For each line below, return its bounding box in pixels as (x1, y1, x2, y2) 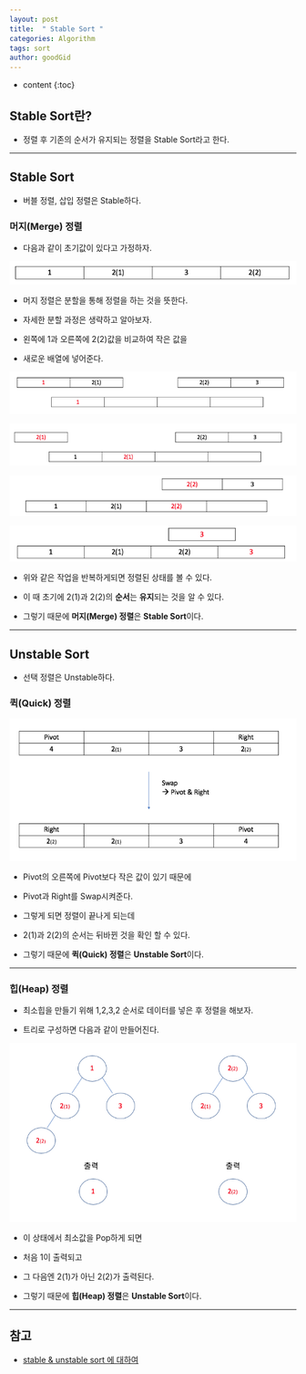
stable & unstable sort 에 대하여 (22, 1354, 139, 1365)
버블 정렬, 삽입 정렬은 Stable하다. (22, 194, 141, 205)
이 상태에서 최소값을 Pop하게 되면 (22, 1233, 143, 1244)
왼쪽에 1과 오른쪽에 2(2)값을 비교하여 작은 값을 (22, 333, 189, 344)
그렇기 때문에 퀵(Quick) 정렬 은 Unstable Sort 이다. (22, 949, 205, 960)
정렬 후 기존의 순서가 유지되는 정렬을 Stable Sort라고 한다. (22, 133, 229, 145)
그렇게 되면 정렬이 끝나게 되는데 (22, 910, 135, 921)
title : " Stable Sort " (9, 24, 104, 34)
